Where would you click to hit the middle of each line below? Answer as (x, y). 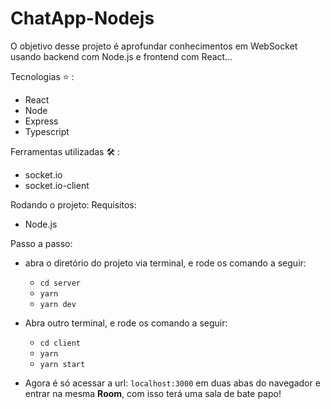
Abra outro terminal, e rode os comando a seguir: (126, 323)
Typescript (47, 131)
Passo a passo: (41, 243)
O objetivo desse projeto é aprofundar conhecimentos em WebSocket (154, 46)
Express (41, 121)
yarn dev (58, 304)
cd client (60, 343)
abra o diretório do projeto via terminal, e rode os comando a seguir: (165, 263)
